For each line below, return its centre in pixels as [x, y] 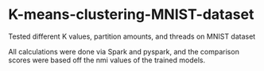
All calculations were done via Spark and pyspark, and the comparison [124, 51]
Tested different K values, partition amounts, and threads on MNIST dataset [132, 36]
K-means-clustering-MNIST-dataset [131, 15]
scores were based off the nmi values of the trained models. [107, 60]
